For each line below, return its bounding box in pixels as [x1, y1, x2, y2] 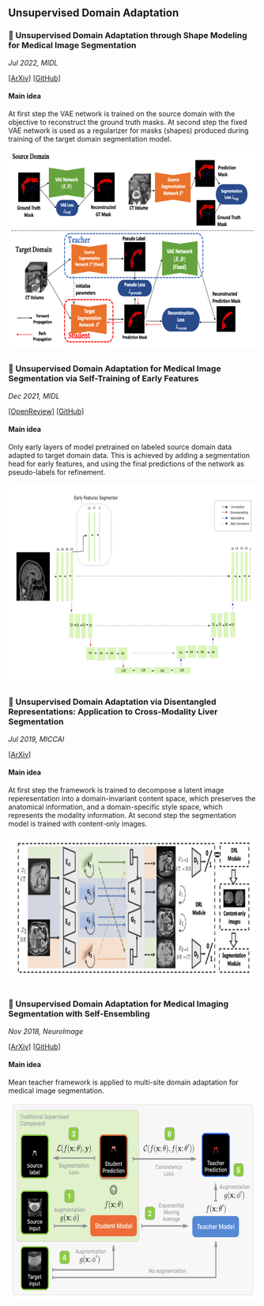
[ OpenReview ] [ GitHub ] [8, 407, 85, 416]
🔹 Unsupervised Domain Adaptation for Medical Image [8, 363, 221, 374]
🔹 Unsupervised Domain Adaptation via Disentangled [8, 696, 217, 707]
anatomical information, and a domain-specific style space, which [8, 802, 223, 812]
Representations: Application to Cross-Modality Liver [8, 706, 218, 717]
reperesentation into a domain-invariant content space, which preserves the [8, 793, 256, 803]
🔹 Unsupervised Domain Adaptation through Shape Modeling [8, 30, 247, 41]
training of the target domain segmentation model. [8, 134, 172, 143]
